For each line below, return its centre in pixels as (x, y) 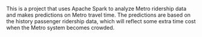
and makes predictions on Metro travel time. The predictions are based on (99, 15)
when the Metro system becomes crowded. (60, 27)
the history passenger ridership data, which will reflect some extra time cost (101, 21)
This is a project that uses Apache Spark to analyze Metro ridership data (96, 9)
